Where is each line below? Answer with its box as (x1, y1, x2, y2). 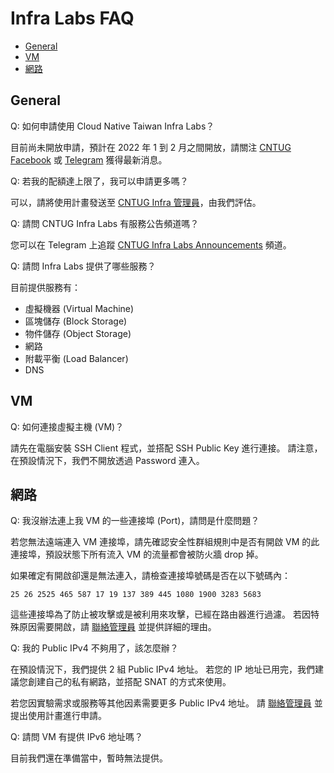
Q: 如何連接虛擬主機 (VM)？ (10, 420, 125, 432)
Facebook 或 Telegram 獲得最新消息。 (10, 153, 168, 166)
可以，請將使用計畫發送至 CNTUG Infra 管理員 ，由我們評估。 (10, 196, 262, 208)
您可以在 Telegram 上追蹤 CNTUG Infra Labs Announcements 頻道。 (10, 238, 292, 251)
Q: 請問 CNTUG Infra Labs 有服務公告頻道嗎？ (10, 217, 200, 229)
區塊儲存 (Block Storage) (24, 315, 128, 327)
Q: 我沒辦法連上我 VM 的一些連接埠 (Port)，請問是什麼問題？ (10, 515, 260, 527)
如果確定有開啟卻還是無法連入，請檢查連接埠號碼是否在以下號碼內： (10, 570, 291, 582)
